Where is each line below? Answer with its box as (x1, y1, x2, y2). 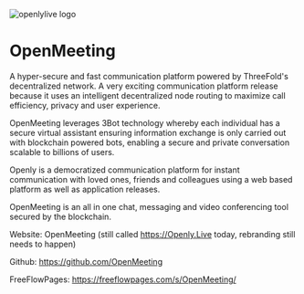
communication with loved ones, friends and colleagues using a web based (9, 173, 293, 184)
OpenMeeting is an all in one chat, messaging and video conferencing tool (9, 201, 289, 212)
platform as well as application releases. (9, 184, 161, 194)
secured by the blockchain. (9, 211, 112, 222)
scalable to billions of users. (9, 146, 115, 157)
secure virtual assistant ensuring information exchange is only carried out (9, 127, 287, 138)
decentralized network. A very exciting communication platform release (9, 80, 278, 91)
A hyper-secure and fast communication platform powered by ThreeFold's (9, 70, 289, 81)
